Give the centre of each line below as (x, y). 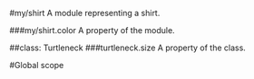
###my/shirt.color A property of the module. (92, 30)
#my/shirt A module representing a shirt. (85, 13)
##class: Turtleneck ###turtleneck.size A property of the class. (128, 48)
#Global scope (37, 65)
